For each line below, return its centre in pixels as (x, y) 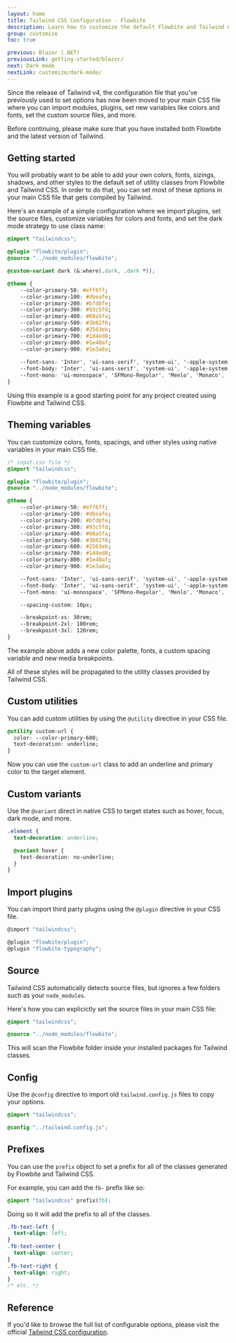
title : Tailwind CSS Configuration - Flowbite (77, 20)
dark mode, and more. (39, 818)
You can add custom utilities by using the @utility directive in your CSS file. (118, 718)
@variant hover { (39, 850)
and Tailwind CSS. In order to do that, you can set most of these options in (115, 190)
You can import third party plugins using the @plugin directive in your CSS (114, 909)
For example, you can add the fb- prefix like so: (76, 1187)
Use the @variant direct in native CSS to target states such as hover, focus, (116, 811)
